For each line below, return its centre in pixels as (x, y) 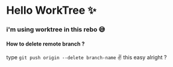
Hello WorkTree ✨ (51, 10)
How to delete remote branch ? (46, 44)
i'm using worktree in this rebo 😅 (56, 29)
